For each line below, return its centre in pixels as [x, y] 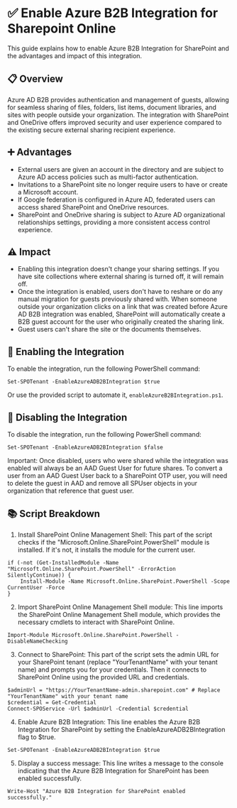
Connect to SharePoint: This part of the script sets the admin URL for [118, 654]
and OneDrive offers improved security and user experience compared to [115, 122]
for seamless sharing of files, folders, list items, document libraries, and [112, 107]
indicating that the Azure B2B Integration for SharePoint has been [113, 770]
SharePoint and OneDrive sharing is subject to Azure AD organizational [121, 214]
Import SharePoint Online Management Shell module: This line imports [120, 607]
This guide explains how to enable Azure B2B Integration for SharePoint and [118, 48]
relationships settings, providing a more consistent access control [114, 222]
